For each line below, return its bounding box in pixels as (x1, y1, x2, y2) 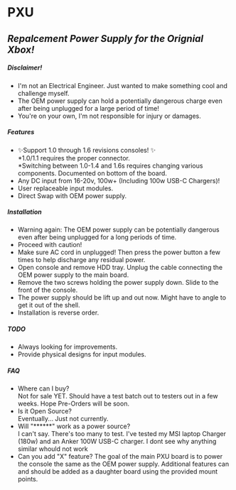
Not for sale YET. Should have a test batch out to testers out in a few (17, 392, 218, 401)
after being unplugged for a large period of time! (17, 104, 160, 112)
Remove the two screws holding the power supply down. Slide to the (17, 278, 219, 287)
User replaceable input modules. (17, 184, 114, 192)
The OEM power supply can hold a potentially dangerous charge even (17, 97, 222, 105)
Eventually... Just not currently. (17, 415, 109, 423)
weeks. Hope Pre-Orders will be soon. (17, 399, 130, 408)
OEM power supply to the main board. (17, 271, 129, 279)
